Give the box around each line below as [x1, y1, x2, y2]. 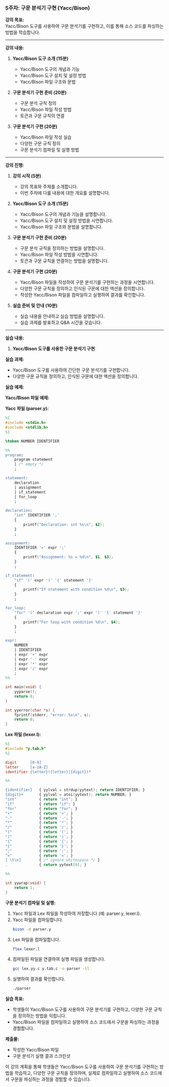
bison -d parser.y [12, 926, 51, 932]
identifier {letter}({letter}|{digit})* [5, 769, 92, 774]
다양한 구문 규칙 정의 [20, 140, 61, 147]
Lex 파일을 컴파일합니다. [12, 936, 61, 943]
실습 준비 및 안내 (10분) [12, 303, 58, 309]
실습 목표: [5, 996, 24, 1002]
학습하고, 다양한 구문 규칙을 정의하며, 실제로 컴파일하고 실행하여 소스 [14, 1070, 149, 1076]
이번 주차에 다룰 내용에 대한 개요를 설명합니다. [20, 190, 110, 196]
